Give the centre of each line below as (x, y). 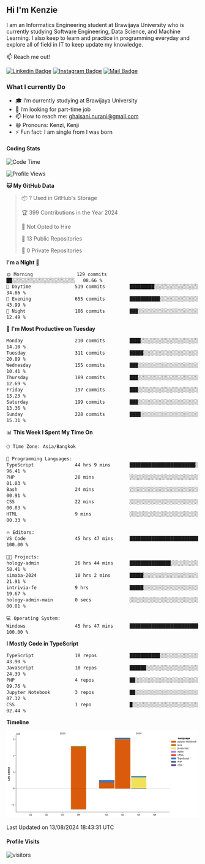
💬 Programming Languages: (39, 459)
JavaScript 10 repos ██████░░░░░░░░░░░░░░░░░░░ (102, 668)
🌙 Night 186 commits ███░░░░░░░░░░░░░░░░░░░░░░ (102, 311)
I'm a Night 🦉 (23, 263)
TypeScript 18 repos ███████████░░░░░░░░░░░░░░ (102, 656)
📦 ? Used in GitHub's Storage (59, 198)
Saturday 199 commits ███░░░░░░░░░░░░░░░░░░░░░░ (102, 402)
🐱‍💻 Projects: (23, 557)
